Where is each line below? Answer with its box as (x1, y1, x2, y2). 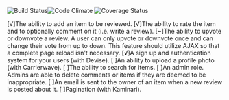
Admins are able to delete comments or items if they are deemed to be (7, 71, 206, 79)
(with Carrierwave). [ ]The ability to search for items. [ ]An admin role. (7, 64, 204, 71)
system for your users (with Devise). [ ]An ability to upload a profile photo (7, 56, 215, 64)
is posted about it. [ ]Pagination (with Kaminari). (7, 86, 142, 93)
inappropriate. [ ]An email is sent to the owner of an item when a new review (7, 78, 223, 86)
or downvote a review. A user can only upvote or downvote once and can (7, 34, 214, 42)
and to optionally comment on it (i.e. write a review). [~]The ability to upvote (7, 27, 221, 35)
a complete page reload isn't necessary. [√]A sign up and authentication (7, 49, 211, 57)
